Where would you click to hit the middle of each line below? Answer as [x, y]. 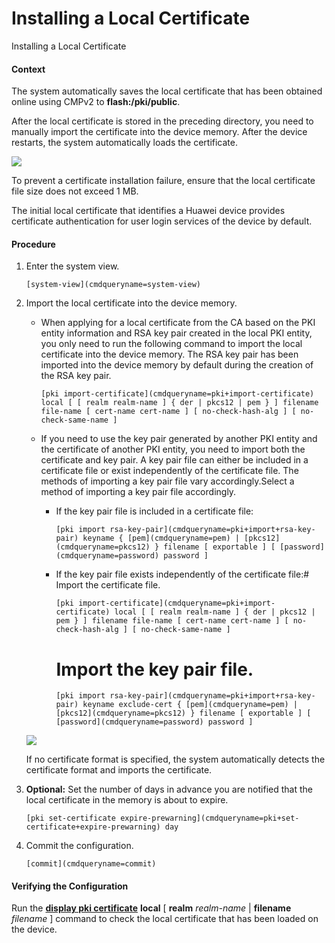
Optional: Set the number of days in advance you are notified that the [169, 789]
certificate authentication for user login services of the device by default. [162, 221]
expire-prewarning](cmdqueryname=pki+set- [210, 818]
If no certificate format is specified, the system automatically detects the [175, 759]
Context [28, 69]
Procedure [33, 244]
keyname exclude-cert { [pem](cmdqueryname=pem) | [190, 705]
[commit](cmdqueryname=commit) [91, 864]
